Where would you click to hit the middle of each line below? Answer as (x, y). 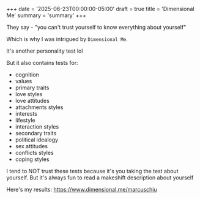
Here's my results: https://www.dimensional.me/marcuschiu (82, 190)
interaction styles (37, 127)
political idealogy (37, 140)
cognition (27, 75)
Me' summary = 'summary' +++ (46, 15)
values (24, 81)
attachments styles (39, 107)
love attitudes (32, 101)
